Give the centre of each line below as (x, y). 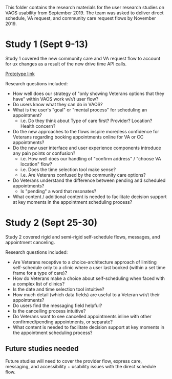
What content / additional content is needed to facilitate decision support (90, 197)
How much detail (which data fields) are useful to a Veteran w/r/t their (86, 294)
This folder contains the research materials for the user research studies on (85, 7)
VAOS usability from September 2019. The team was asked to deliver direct (84, 13)
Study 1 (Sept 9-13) (47, 44)
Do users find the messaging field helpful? (57, 305)
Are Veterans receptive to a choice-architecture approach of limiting (85, 262)
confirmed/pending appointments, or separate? (63, 322)
